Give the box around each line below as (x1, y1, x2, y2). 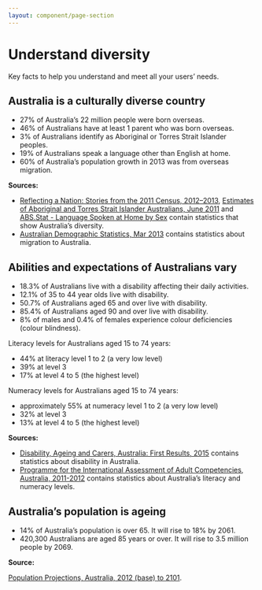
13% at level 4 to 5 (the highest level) (19, 418, 140, 428)
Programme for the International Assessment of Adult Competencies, (19, 466, 244, 475)
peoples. (19, 140, 49, 150)
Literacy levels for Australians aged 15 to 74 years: (8, 339, 172, 348)
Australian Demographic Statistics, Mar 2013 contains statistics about (19, 229, 245, 239)
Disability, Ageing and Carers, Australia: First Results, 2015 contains (19, 448, 239, 458)
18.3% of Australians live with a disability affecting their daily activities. (19, 281, 249, 291)
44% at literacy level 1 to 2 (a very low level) (19, 354, 163, 363)
